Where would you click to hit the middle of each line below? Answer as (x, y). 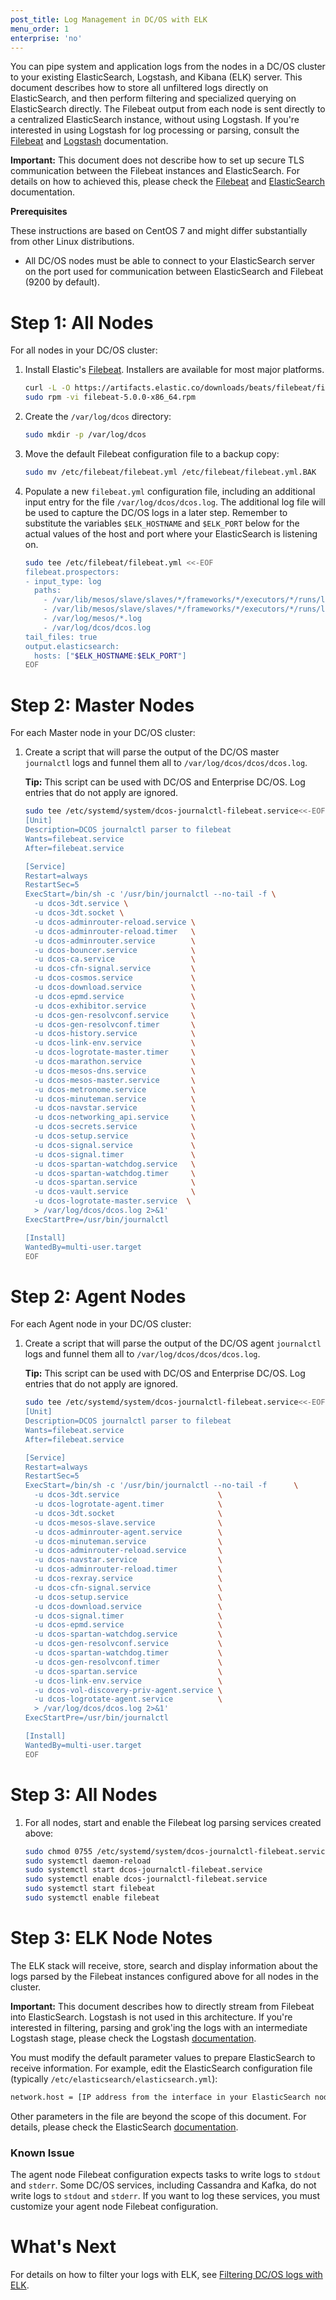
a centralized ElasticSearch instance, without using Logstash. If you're (155, 120)
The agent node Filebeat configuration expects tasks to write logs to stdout (166, 2174)
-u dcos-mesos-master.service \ (115, 1080)
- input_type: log (63, 581)
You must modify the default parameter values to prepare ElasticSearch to (163, 2057)
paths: (48, 591)
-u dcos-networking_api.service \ (115, 1117)
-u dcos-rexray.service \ (128, 1579)
